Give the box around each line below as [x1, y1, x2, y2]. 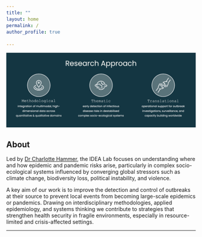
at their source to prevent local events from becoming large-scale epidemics [6, 193, 196, 200]
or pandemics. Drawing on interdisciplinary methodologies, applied [6, 199, 173, 206]
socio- [176, 162, 192, 169]
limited [6, 218, 23, 226]
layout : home [6, 16, 39, 22]
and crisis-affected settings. [23, 218, 94, 226]
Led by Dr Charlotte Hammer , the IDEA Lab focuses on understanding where [6, 156, 195, 163]
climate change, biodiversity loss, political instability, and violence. [6, 175, 171, 182]
